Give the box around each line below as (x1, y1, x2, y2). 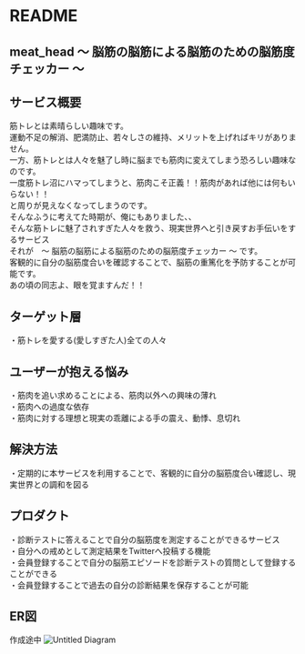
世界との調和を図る (16, 478, 89, 489)
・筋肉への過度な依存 (9, 401, 89, 412)
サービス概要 (9, 95, 82, 110)
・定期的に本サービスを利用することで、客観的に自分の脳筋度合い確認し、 (9, 468, 289, 478)
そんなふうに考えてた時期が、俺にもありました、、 (9, 211, 198, 223)
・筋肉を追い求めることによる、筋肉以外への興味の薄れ (9, 390, 217, 401)
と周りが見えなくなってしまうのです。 (9, 200, 152, 211)
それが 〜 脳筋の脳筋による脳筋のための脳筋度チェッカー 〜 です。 (9, 246, 262, 257)
